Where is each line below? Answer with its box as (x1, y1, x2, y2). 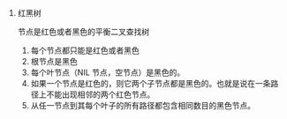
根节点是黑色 (30, 56, 78, 66)
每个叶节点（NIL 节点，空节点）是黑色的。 (30, 67, 185, 78)
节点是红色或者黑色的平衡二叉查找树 (17, 26, 150, 37)
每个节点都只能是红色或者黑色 (30, 45, 140, 56)
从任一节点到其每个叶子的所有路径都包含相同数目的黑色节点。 (30, 100, 256, 110)
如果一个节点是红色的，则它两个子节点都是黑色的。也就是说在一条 (30, 78, 271, 88)
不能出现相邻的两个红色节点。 (46, 89, 155, 100)
